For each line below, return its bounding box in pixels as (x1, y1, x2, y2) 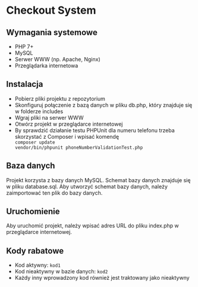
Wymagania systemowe (6, 27, 98, 38)
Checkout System (6, 4, 96, 17)
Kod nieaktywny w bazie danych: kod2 (14, 268, 108, 275)
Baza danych (6, 161, 55, 171)
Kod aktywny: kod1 (14, 261, 61, 269)
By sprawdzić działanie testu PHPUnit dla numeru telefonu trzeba (14, 126, 175, 134)
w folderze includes (14, 108, 64, 115)
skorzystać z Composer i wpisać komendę (14, 133, 120, 140)
